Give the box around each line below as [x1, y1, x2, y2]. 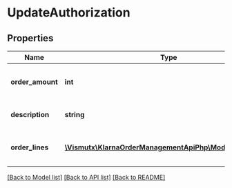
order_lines [10, 143, 49, 152]
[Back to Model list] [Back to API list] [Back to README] [7, 174, 166, 181]
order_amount [10, 77, 59, 87]
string [64, 110, 85, 119]
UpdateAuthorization [7, 5, 130, 21]
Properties [7, 32, 54, 44]
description [10, 110, 50, 119]
